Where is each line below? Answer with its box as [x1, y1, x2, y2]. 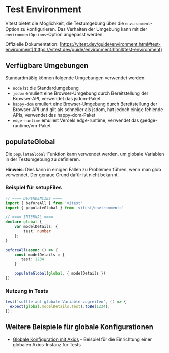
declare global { [5, 219, 42, 225]
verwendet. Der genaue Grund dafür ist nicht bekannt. [5, 172, 119, 178]
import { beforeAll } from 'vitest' [5, 200, 83, 206]
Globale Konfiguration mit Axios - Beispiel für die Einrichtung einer [12, 336, 152, 342]
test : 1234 [21, 257, 44, 262]
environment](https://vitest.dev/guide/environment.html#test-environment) [5, 46, 162, 52]
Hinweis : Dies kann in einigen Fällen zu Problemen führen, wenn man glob [5, 166, 161, 172]
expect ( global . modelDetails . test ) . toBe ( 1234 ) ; [10, 304, 110, 309]
